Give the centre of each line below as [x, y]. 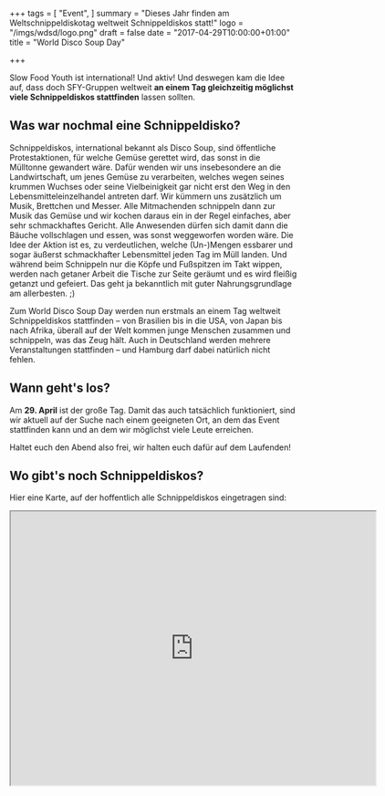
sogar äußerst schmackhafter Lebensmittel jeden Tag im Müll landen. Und [148, 254]
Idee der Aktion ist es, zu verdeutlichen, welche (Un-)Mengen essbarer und [151, 245]
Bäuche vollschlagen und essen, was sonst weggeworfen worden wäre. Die [151, 235]
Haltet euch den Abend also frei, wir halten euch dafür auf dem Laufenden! [151, 447]
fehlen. [23, 359]
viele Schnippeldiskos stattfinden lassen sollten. [103, 97]
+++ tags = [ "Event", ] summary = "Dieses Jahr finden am [120, 13]
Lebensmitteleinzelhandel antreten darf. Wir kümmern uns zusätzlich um [146, 196]
